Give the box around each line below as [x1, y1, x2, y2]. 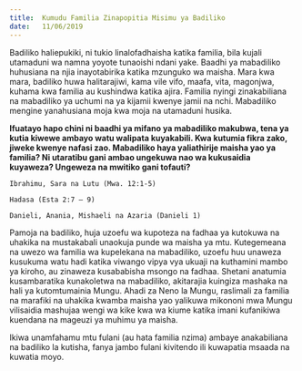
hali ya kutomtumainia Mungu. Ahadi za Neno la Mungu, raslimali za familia [9, 284, 289, 296]
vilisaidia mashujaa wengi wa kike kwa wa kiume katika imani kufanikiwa [9, 304, 280, 315]
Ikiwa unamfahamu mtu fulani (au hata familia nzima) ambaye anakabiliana [9, 332, 288, 343]
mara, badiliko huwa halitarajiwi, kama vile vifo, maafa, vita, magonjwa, [9, 76, 275, 87]
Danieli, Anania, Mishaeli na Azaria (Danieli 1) [9, 211, 202, 220]
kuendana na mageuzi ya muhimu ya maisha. [9, 314, 179, 325]
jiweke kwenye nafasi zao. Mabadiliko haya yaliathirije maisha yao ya [9, 142, 276, 153]
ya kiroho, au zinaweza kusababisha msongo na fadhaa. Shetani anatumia [9, 265, 287, 276]
